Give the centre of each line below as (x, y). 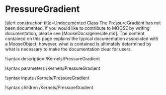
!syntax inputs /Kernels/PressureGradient (47, 78)
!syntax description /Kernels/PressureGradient (53, 58)
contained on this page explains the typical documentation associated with (82, 39)
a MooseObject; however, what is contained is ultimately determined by (78, 44)
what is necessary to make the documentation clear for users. (69, 49)
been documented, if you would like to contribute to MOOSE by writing (78, 28)
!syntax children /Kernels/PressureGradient (49, 87)
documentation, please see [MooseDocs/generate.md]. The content (75, 33)
